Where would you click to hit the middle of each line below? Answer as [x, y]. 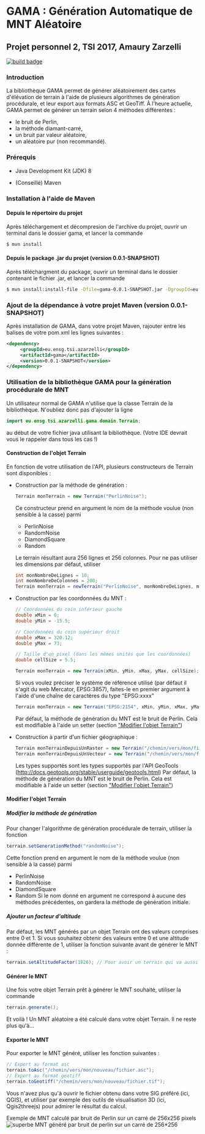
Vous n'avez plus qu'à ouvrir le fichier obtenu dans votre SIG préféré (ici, [98, 1093]
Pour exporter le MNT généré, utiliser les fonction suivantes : [83, 1053]
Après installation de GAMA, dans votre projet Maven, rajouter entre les [96, 326]
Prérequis [21, 157]
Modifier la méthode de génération [51, 813]
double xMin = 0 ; [37, 615]
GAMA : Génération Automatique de [99, 11]
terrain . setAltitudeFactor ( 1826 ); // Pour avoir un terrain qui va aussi [102, 962]
